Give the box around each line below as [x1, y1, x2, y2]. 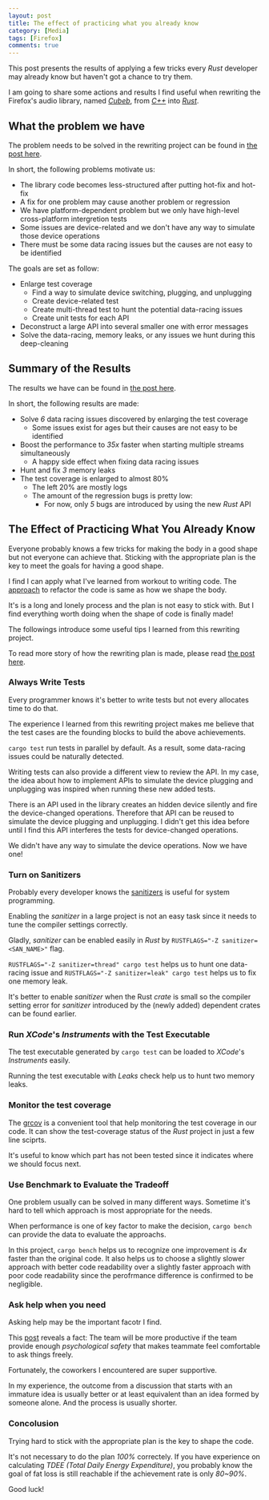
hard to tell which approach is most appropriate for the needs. [8, 1206, 213, 1216]
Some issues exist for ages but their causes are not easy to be [31, 422, 238, 432]
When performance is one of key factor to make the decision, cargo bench [8, 1221, 252, 1231]
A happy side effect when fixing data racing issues [31, 456, 199, 466]
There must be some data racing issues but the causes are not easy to [19, 239, 253, 249]
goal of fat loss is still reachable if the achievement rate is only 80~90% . [8, 1469, 247, 1478]
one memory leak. [8, 976, 68, 986]
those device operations [19, 231, 100, 240]
